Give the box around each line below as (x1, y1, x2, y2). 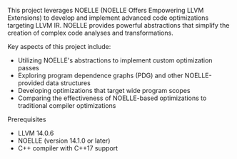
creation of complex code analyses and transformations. (7, 28, 173, 37)
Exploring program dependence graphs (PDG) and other (17, 71, 183, 79)
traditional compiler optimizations (17, 102, 116, 109)
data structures (46, 79, 91, 87)
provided (17, 79, 45, 87)
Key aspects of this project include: (7, 43, 111, 50)
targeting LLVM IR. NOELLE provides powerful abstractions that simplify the (7, 21, 230, 29)
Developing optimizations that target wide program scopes (17, 87, 191, 94)
